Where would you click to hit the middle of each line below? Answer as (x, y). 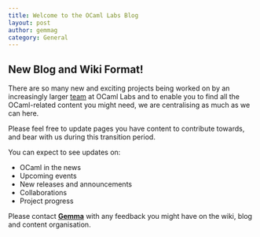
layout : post (29, 23)
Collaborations (43, 193)
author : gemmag (33, 30)
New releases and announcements (75, 184)
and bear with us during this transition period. (82, 137)
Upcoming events (48, 176)
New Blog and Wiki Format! (76, 69)
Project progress (46, 201)
